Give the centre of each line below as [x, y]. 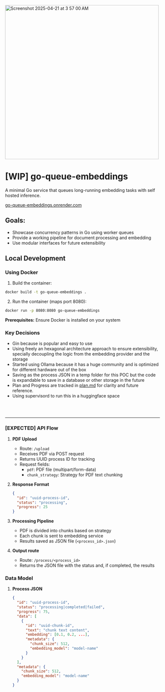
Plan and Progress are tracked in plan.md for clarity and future [75, 385]
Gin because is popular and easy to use [52, 344]
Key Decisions [23, 333]
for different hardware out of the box [49, 370]
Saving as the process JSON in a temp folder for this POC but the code [84, 375]
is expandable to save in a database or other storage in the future [78, 380]
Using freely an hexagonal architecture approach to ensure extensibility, [85, 349]
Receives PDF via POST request [52, 454]
